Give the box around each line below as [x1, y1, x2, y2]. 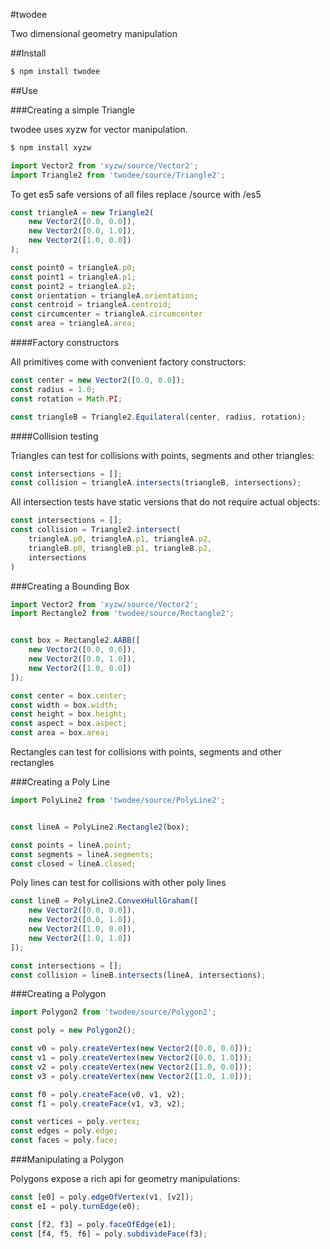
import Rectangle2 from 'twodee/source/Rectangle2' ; [10, 609, 235, 619]
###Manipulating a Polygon [10, 1154, 125, 1165]
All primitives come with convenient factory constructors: [10, 356, 247, 368]
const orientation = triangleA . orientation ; [10, 290, 199, 301]
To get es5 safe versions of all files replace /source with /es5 [10, 188, 262, 200]
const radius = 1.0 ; [10, 384, 97, 394]
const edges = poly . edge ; [10, 1126, 118, 1136]
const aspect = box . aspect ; [10, 719, 128, 729]
